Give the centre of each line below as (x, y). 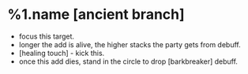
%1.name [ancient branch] (96, 15)
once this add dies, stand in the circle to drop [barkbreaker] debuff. (128, 61)
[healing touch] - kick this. (62, 53)
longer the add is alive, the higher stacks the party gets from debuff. (130, 44)
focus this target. (47, 36)
